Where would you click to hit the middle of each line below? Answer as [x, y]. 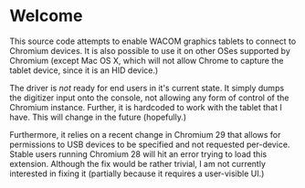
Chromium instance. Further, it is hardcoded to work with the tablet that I [146, 107]
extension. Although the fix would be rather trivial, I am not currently [138, 163]
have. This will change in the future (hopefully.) [98, 117]
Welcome [46, 16]
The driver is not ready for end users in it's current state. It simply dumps [147, 88]
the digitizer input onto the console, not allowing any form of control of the [149, 98]
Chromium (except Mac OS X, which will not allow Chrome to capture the [147, 60]
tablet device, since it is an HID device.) [84, 70]
